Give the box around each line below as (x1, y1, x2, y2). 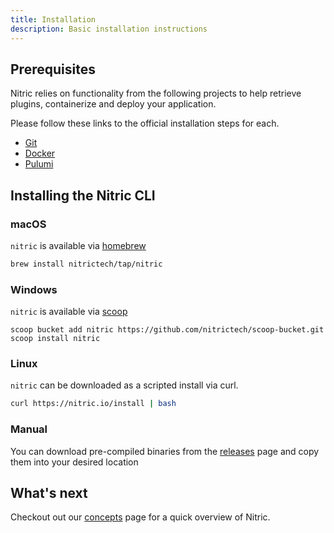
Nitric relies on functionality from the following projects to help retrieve (10, 87, 302, 100)
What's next (10, 485, 88, 502)
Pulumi (24, 158, 54, 170)
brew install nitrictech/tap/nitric (10, 259, 163, 269)
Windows (10, 282, 58, 296)
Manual (10, 422, 48, 436)
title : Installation (10, 14, 97, 25)
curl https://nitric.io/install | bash (10, 399, 177, 409)
